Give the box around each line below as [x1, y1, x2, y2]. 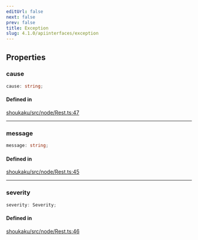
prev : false [6, 19, 35, 25]
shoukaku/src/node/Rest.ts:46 [6, 228, 80, 235]
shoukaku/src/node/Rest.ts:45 [6, 168, 80, 175]
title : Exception [6, 25, 49, 31]
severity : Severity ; [6, 202, 57, 208]
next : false [6, 14, 35, 20]
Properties [6, 52, 46, 62]
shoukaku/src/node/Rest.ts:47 [6, 109, 80, 116]
